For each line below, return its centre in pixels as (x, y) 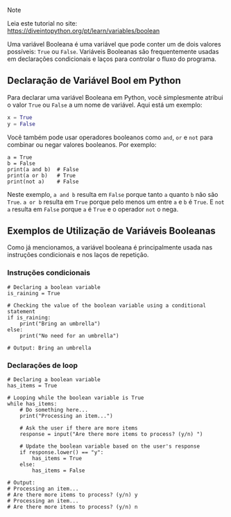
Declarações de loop (43, 365)
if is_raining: (29, 317)
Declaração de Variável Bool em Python (94, 81)
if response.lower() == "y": (62, 452)
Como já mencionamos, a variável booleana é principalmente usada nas (110, 247)
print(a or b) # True (42, 175)
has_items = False (59, 471)
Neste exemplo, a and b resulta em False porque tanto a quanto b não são (113, 194)
